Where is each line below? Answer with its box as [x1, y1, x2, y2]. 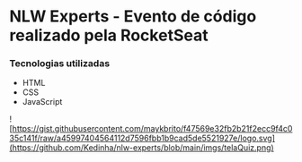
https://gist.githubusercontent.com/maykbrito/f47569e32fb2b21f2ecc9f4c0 [12, 124, 293, 134]
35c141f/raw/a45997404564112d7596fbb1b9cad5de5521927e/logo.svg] [9, 132, 276, 144]
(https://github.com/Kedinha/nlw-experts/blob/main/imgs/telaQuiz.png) [9, 142, 274, 153]
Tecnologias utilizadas [9, 57, 111, 70]
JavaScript [22, 97, 63, 107]
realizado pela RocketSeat [9, 25, 209, 46]
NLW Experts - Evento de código [9, 6, 257, 27]
